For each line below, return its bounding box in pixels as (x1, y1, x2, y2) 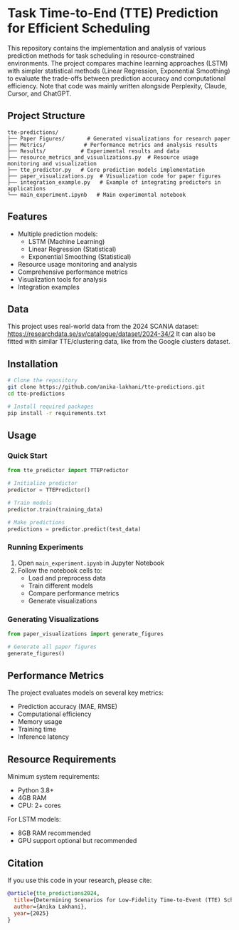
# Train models (7, 499, 53, 506)
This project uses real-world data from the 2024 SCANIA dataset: (7, 322, 199, 331)
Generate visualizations (28, 596, 97, 605)
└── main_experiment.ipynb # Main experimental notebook (7, 191, 186, 198)
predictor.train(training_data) (7, 506, 103, 513)
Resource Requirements (7, 753, 117, 765)
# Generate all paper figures (7, 643, 97, 650)
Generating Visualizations (7, 614, 100, 624)
